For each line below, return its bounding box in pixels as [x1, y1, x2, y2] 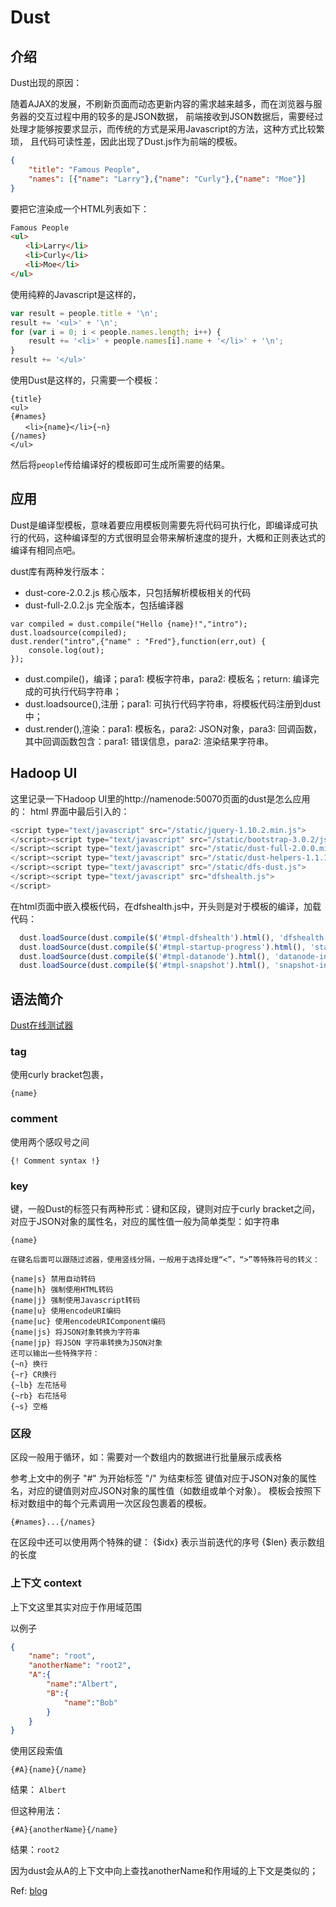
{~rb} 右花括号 [10, 1391, 68, 1401]
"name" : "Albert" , [46, 1679, 118, 1690]
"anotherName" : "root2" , [28, 1661, 132, 1671]
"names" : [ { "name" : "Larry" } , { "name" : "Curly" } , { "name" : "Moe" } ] [28, 174, 307, 184]
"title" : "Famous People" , [28, 164, 141, 175]
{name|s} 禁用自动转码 [10, 1274, 96, 1284]
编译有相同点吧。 [10, 544, 81, 556]
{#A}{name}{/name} [10, 1765, 87, 1775]
